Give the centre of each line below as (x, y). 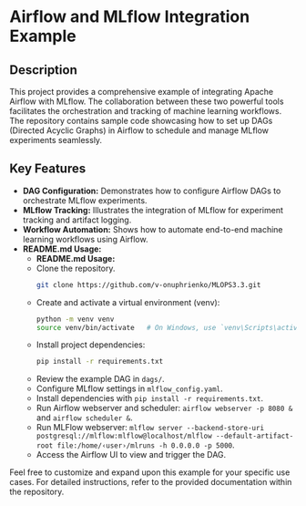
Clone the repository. (76, 268)
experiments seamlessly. (56, 140)
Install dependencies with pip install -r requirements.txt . (150, 398)
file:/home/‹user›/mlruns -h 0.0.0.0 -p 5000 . (146, 445)
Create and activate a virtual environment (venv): (128, 302)
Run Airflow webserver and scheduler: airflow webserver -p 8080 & (164, 408)
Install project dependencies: (91, 345)
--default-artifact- (255, 436)
